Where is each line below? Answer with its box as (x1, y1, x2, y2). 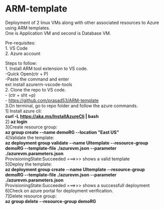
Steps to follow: (5, 60, 37, 66)
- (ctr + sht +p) (5, 92, 36, 98)
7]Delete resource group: (5, 193, 57, 199)
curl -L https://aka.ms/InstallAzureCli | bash (5, 113, 99, 119)
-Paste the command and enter (5, 76, 69, 82)
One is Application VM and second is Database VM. (5, 30, 111, 36)
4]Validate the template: (5, 134, 55, 140)
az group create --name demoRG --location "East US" (5, 129, 120, 135)
